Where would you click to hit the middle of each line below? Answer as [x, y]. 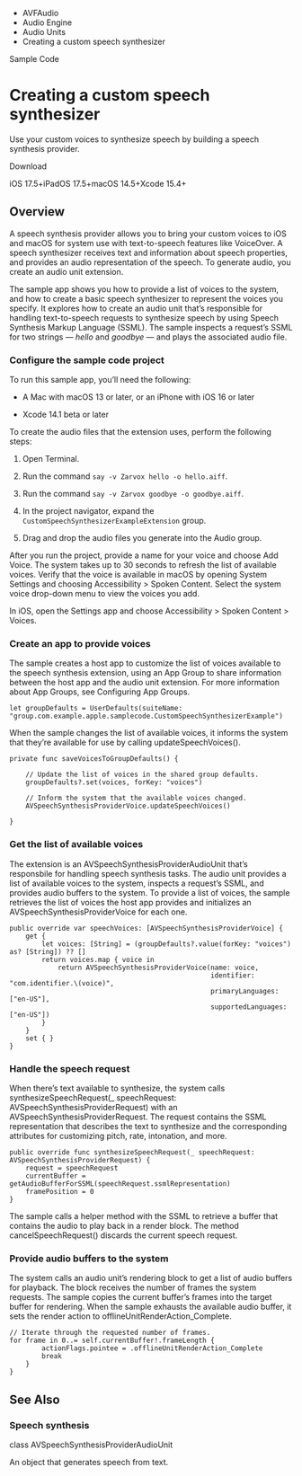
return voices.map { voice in [98, 959]
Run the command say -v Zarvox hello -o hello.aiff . [125, 476]
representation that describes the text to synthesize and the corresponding [148, 1126]
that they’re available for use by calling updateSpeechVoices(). [125, 742]
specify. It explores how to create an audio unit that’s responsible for [136, 308]
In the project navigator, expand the [88, 511]
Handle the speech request [70, 1068]
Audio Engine [47, 22]
